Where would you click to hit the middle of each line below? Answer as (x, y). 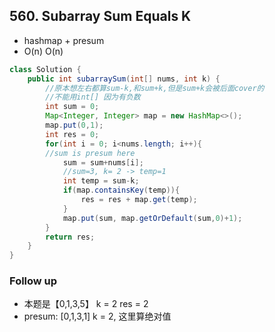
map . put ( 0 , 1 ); (74, 125)
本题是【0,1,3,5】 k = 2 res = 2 (86, 304)
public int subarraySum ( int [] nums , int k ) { (124, 79)
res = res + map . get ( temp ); (139, 200)
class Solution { (45, 69)
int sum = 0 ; (72, 107)
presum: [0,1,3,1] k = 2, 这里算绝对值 (97, 316)
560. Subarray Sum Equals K (100, 16)
